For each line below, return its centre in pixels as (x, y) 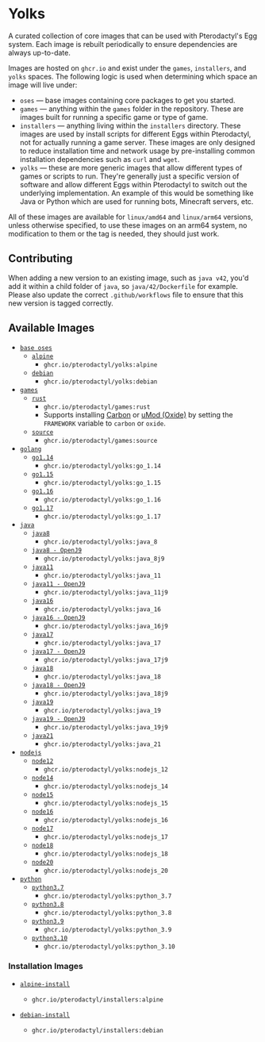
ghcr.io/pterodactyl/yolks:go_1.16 (102, 500)
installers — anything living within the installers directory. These (130, 125)
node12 (42, 761)
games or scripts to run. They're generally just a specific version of (129, 176)
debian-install (45, 1015)
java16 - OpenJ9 (58, 617)
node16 (42, 811)
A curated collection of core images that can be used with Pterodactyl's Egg (133, 36)
